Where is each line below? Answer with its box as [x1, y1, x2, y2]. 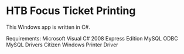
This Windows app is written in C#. [6, 23, 91, 31]
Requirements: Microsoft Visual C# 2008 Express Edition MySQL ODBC [6, 35, 178, 42]
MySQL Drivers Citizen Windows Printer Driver [6, 41, 118, 48]
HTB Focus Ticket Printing [6, 4, 136, 18]
